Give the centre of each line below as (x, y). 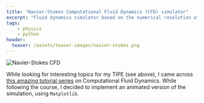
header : (16, 40)
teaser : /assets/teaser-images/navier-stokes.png (76, 46)
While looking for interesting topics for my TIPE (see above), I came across (100, 74)
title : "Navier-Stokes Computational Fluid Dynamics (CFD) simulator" (97, 12)
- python (28, 34)
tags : (13, 23)
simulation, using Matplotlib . (42, 93)
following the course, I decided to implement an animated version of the (96, 87)
